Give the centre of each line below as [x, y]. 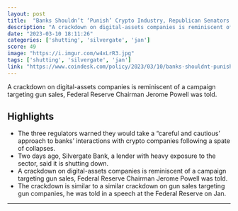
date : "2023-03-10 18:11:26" [50, 34]
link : [15, 67]
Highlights [31, 116]
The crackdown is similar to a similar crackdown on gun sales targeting [121, 186]
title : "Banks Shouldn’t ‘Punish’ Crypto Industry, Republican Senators [119, 21]
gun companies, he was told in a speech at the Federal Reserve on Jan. [122, 194]
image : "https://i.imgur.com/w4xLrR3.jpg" [71, 54]
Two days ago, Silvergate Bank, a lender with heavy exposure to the [117, 156]
